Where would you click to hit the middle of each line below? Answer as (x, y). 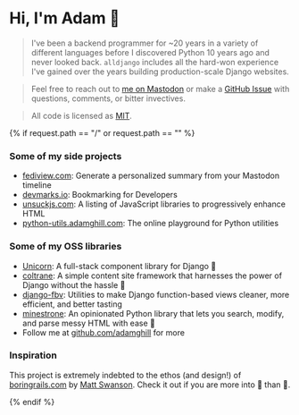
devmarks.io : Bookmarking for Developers (100, 195)
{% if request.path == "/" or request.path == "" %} (102, 132)
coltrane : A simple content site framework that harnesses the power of (152, 275)
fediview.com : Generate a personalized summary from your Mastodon (150, 176)
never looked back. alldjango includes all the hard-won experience (155, 62)
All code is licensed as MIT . (81, 115)
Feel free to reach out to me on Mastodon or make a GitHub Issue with (160, 89)
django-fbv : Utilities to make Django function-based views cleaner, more (156, 294)
